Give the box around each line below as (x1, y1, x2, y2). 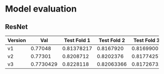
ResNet (5, 23, 28, 31)
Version (7, 37, 26, 44)
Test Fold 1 (64, 37, 91, 44)
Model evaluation (5, 3, 77, 15)
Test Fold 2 (98, 37, 125, 44)
